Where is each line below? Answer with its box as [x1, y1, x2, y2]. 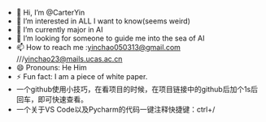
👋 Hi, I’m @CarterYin [15, 8, 85, 17]
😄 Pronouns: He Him [15, 63, 87, 72]
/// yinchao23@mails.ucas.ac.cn [15, 54, 123, 64]
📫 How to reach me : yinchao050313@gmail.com [15, 43, 181, 52]
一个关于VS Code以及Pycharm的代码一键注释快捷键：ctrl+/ [15, 105, 216, 114]
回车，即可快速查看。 [15, 95, 88, 104]
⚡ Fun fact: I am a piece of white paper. [15, 72, 148, 81]
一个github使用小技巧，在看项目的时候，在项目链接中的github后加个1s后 [15, 85, 259, 94]
